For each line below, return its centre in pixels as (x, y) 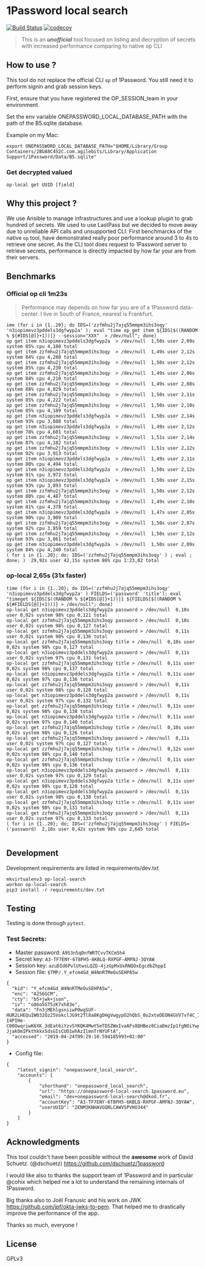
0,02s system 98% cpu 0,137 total (50, 668)
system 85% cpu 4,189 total (42, 410)
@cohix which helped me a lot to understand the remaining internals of (95, 1181)
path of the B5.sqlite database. (45, 123)
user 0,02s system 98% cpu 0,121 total (57, 615)
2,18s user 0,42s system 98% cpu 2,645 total (101, 829)
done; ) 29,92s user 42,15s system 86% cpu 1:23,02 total (83, 560)
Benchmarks (31, 277)
